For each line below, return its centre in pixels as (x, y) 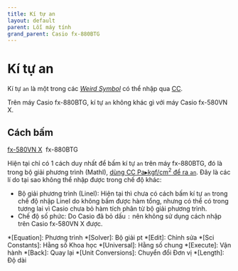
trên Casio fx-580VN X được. (60, 223)
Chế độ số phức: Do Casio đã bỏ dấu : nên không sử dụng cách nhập (119, 216)
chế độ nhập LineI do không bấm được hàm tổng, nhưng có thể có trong (123, 201)
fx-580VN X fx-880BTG (43, 149)
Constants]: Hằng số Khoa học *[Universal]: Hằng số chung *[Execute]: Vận (119, 245)
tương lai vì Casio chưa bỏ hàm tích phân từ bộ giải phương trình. (112, 208)
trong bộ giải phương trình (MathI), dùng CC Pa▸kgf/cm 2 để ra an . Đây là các (119, 171)
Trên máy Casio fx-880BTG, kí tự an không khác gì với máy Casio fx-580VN (118, 102)
